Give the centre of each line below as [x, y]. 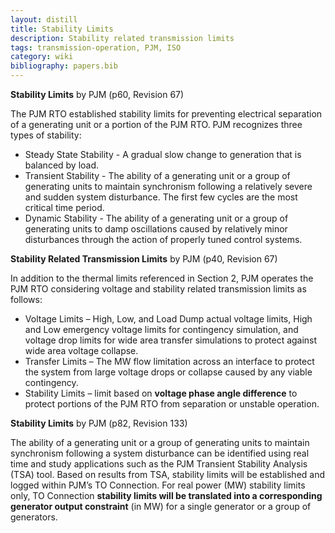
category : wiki [42, 57]
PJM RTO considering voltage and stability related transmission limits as [158, 289]
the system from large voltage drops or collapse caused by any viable [168, 372]
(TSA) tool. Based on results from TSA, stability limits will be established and [168, 474]
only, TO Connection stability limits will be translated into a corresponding [166, 495]
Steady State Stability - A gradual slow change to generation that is [163, 154]
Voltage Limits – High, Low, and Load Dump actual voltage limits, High [168, 319]
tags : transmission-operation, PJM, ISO [96, 47]
